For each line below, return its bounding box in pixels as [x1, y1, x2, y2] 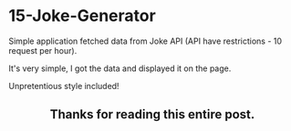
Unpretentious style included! [8, 80, 120, 91]
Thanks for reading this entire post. [49, 106, 255, 123]
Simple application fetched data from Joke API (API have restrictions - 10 [8, 35, 283, 46]
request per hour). [8, 45, 78, 55]
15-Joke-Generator [8, 5, 156, 26]
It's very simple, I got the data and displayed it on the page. [8, 63, 232, 74]
